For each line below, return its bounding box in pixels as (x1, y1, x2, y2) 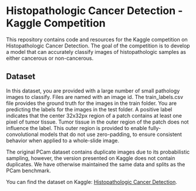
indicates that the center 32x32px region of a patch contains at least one (6, 112, 182, 119)
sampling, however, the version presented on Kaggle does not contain (6, 154, 175, 162)
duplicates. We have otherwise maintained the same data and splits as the (6, 161, 185, 168)
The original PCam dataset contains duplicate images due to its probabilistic (6, 148, 190, 155)
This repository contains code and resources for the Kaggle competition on (6, 36, 188, 43)
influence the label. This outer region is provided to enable (6, 124, 147, 131)
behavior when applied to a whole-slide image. (6, 137, 119, 144)
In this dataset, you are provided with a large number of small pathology (6, 87, 180, 94)
